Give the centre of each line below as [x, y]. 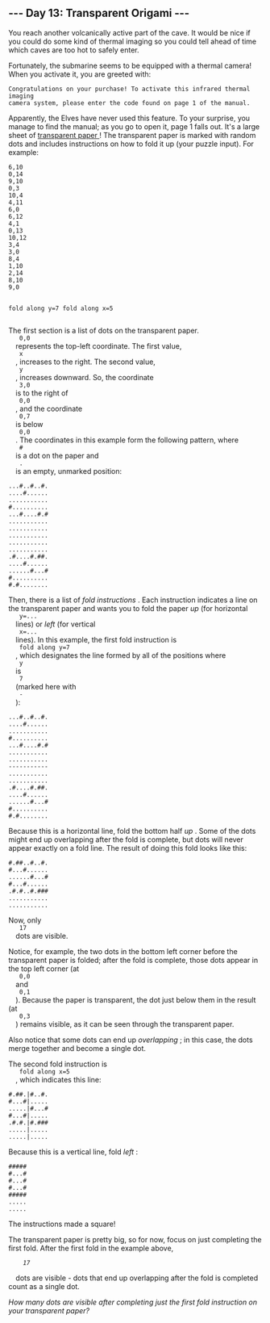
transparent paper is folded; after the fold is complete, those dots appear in [133, 960]
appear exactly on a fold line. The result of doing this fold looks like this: [128, 848]
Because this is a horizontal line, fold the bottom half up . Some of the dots [132, 831]
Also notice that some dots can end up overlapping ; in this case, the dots [131, 1040]
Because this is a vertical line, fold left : [73, 1151]
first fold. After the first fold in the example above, [91, 1248]
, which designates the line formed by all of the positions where [121, 655]
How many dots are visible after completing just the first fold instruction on [133, 1302]
